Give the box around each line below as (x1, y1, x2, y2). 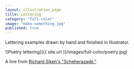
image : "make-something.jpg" (5, 21, 66, 26)
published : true (5, 26, 39, 31)
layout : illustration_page (5, 7, 61, 12)
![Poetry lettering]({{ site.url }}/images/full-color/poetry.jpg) (5, 49, 128, 55)
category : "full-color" (5, 16, 55, 21)
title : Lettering (5, 12, 41, 17)
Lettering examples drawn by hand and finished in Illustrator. (5, 39, 130, 45)
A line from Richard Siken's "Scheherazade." (5, 59, 97, 65)
